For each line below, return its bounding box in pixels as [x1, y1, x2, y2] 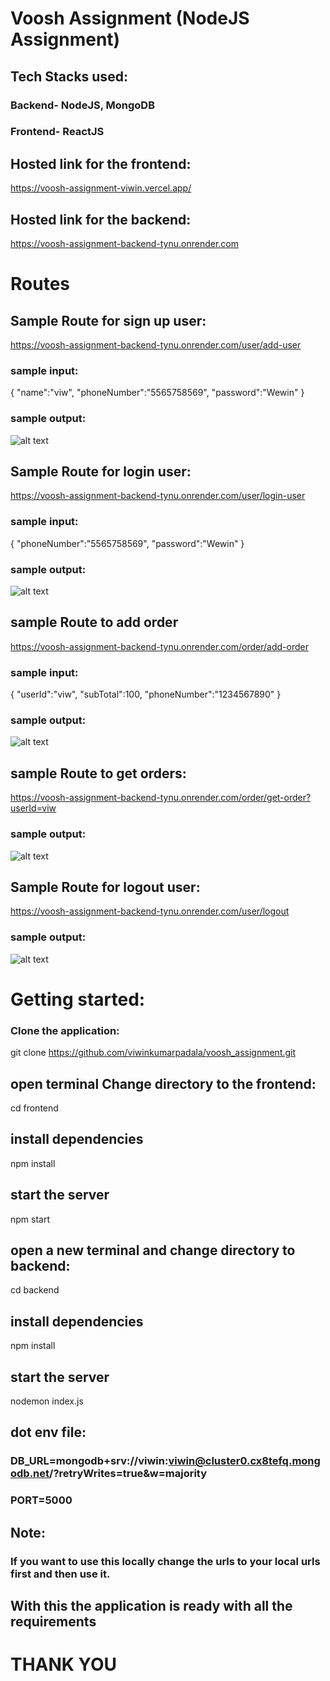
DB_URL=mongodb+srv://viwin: [10, 1454, 169, 1468]
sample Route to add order [10, 614, 179, 631]
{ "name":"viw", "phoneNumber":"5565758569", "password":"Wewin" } [10, 387, 305, 399]
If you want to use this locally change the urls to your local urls [10, 1554, 321, 1568]
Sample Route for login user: [10, 463, 192, 481]
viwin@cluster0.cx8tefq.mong [168, 1454, 321, 1468]
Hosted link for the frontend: [10, 155, 192, 172]
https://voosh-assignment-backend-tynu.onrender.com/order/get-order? [10, 792, 312, 804]
